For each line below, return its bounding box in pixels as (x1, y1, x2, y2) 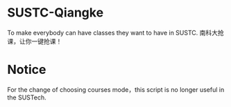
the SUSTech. (7, 93, 46, 101)
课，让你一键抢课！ (7, 37, 62, 46)
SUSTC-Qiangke (7, 5, 104, 21)
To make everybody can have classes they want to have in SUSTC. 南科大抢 (7, 28, 224, 37)
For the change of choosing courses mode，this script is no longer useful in (7, 85, 225, 94)
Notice (7, 62, 46, 77)
